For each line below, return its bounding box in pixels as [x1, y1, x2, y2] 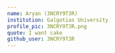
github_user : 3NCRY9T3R [7, 36, 75, 43]
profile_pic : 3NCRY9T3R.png [7, 23, 88, 30]
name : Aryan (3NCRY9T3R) [7, 10, 78, 17]
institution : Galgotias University [7, 17, 109, 23]
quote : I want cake [7, 29, 63, 36]
